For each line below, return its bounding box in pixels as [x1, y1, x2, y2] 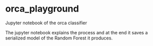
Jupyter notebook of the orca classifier [5, 20, 87, 26]
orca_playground [5, 3, 79, 15]
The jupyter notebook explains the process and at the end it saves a [5, 29, 148, 35]
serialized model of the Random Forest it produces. [5, 35, 113, 41]
